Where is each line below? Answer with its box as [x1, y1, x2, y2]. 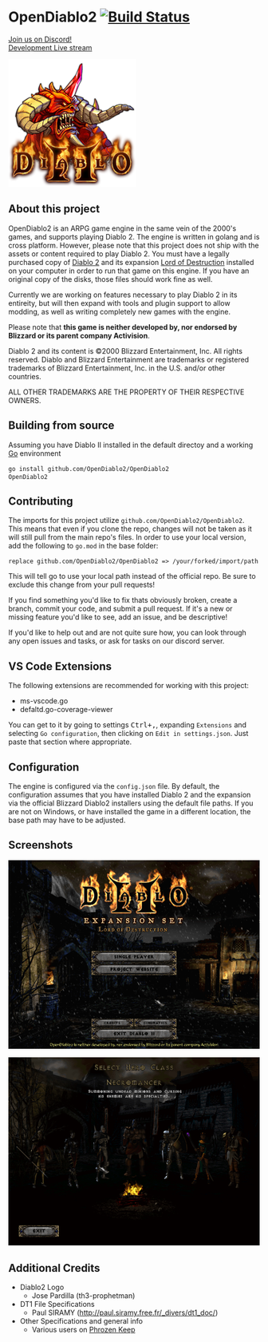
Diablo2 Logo [19, 1282, 65, 1293]
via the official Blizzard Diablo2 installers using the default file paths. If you [8, 798, 254, 808]
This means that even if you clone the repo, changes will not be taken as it [8, 524, 253, 534]
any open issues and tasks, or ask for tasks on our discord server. [8, 636, 225, 646]
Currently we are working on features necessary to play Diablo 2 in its [8, 290, 238, 299]
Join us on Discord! [8, 34, 73, 44]
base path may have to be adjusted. [8, 815, 126, 825]
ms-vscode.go [19, 696, 69, 706]
